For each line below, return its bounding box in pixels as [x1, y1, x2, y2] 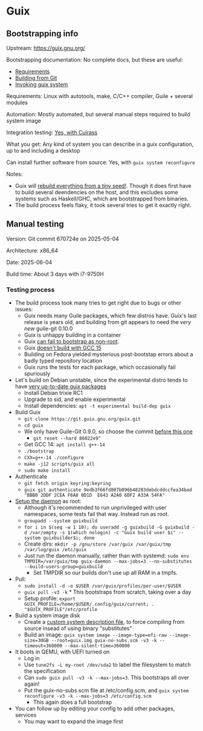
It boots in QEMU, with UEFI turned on [14, 648, 110, 655]
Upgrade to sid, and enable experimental [24, 395, 126, 403]
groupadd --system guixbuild [24, 518, 98, 524]
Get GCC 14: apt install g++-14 [24, 441, 106, 448]
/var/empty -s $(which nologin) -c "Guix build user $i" [29, 530, 176, 536]
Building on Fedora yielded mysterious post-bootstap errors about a [24, 351, 193, 358]
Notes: [6, 171, 23, 177]
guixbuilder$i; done [43, 535, 95, 541]
